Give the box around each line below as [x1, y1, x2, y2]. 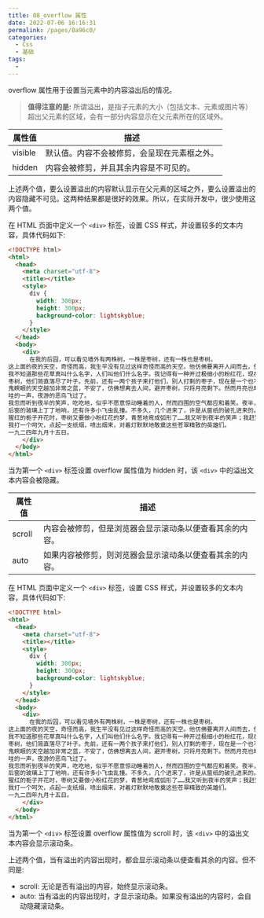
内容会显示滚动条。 [14, 838, 77, 847]
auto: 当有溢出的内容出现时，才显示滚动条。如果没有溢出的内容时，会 [19, 891, 245, 901]
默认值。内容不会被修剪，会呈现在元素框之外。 [45, 147, 218, 158]
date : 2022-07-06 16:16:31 [8, 19, 97, 27]
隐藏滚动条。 [26, 901, 68, 910]
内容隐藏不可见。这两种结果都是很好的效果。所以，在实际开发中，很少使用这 [8, 193, 256, 203]
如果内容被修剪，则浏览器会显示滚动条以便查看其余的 [42, 549, 240, 560]
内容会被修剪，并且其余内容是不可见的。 [45, 162, 195, 173]
